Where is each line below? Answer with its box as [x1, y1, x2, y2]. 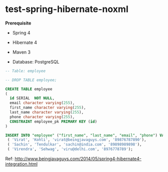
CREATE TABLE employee [5, 86, 52, 91]
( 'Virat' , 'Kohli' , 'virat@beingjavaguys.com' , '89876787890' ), [7, 137, 146, 142]
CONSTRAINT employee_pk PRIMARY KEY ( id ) [9, 119, 97, 124]
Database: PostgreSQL [12, 58, 59, 64]
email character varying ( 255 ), [9, 100, 75, 105]
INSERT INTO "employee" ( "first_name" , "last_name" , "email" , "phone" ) [5, 132, 157, 138]
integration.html [5, 161, 38, 167]
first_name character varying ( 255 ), [9, 105, 86, 110]
